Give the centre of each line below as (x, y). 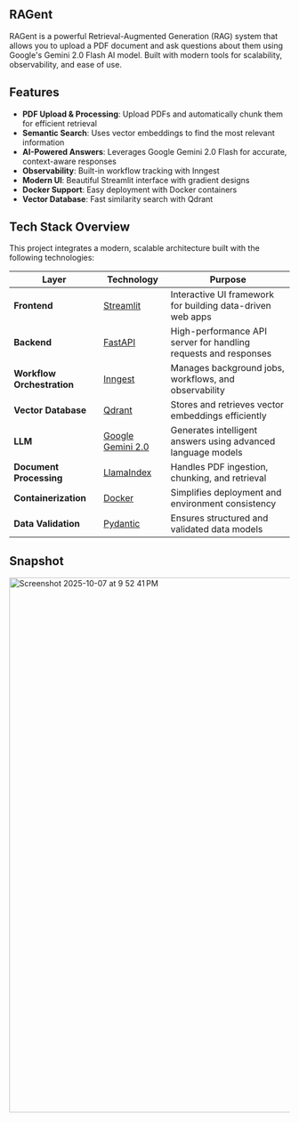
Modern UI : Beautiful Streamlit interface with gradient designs (136, 180)
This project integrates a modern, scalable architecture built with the (134, 248)
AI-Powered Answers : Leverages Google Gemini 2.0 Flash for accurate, (154, 151)
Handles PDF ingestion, (219, 467)
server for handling (210, 343)
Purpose (228, 279)
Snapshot (36, 561)
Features (34, 93)
